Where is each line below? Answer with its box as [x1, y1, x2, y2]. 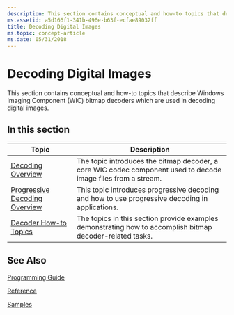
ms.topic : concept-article [7, 29, 86, 37]
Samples [7, 300, 33, 308]
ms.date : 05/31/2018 [7, 36, 68, 43]
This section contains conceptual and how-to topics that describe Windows [7, 89, 224, 97]
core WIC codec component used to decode [76, 165, 222, 175]
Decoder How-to [10, 218, 68, 227]
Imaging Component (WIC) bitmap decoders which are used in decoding [7, 97, 216, 105]
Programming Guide [7, 273, 65, 282]
